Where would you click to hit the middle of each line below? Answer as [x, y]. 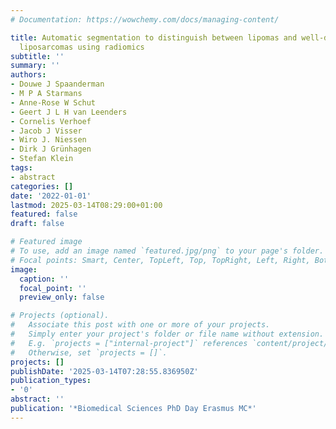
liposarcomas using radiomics [82, 47]
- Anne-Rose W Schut [53, 102]
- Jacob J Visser [46, 131]
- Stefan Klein [42, 159]
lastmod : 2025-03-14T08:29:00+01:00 [86, 205]
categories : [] [42, 186]
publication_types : [51, 381]
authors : [28, 75]
